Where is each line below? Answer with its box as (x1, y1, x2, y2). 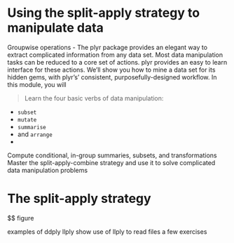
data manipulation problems (7, 166, 88, 174)
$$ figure (7, 214, 34, 222)
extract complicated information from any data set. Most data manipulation (7, 51, 223, 59)
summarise (17, 124, 47, 131)
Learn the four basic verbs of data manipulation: (24, 93, 164, 103)
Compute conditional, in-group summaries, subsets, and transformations (7, 151, 217, 159)
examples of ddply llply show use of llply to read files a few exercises (7, 227, 207, 236)
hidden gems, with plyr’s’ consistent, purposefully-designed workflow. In (7, 72, 217, 81)
